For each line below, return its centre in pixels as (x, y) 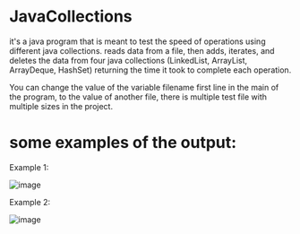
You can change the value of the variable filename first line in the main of (144, 87)
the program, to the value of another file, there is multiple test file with (138, 97)
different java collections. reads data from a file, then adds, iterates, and (142, 50)
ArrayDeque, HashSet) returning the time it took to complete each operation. (150, 70)
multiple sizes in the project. (61, 106)
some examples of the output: (123, 143)
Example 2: (30, 202)
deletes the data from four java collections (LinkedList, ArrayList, (129, 60)
